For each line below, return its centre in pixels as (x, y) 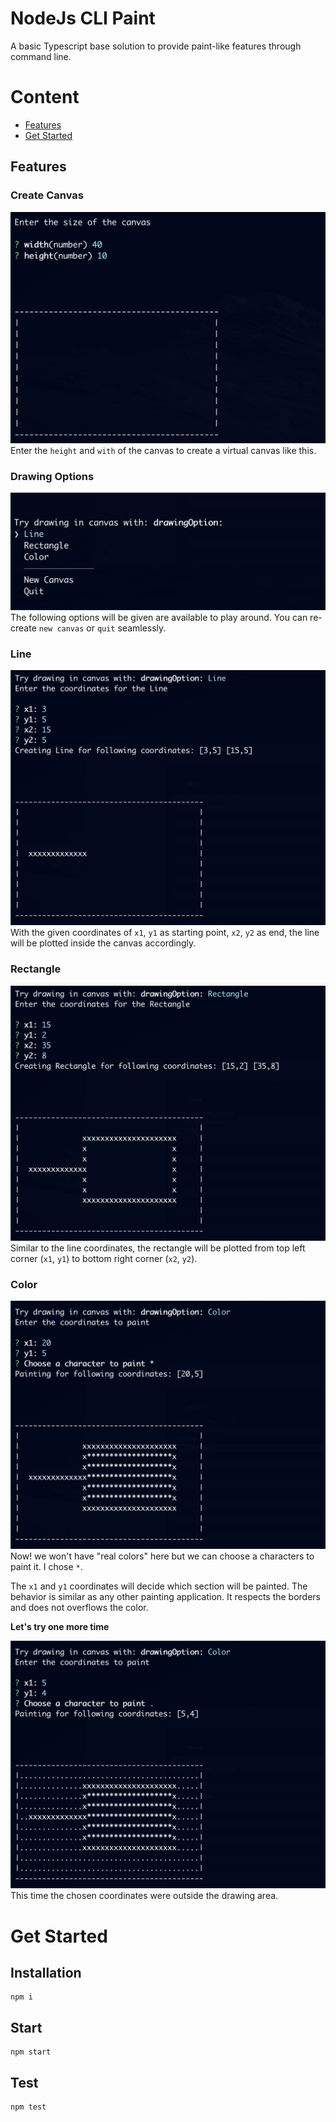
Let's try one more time (60, 1626)
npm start (31, 2052)
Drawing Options (52, 477)
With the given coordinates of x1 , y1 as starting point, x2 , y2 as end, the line (165, 933)
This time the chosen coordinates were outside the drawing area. (144, 1896)
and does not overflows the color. (79, 1607)
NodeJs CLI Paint (83, 18)
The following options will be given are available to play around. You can (159, 617)
